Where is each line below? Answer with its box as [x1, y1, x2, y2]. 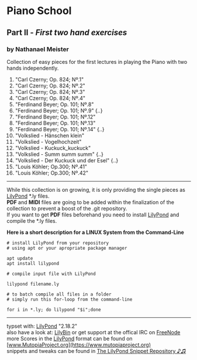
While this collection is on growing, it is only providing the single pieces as [6, 186, 186, 193]
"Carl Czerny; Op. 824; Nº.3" [15, 88, 85, 95]
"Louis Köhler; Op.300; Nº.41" [15, 163, 87, 170]
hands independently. [6, 64, 59, 72]
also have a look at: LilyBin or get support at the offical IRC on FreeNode [6, 328, 181, 335]
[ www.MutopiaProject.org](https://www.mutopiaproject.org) [6, 341, 151, 348]
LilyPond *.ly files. [6, 192, 50, 199]
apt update [6, 255, 33, 261]
